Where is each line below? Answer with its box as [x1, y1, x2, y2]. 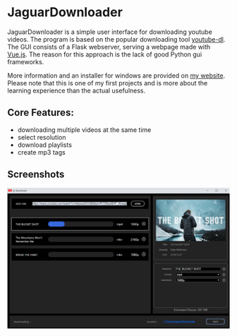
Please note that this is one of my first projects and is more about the [7, 78, 208, 87]
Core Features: [7, 107, 74, 119]
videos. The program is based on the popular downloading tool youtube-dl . [7, 35, 226, 43]
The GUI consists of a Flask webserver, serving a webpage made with [7, 42, 211, 51]
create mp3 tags [17, 148, 66, 156]
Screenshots [7, 169, 65, 181]
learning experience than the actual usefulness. [7, 86, 146, 95]
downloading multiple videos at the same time [17, 125, 152, 134]
